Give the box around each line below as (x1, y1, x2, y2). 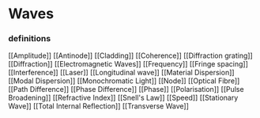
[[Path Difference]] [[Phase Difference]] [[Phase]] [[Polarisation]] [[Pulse (8, 85, 244, 94)
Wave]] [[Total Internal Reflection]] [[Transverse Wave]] (8, 101, 190, 111)
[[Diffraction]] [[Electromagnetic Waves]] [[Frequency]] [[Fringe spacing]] (8, 59, 249, 69)
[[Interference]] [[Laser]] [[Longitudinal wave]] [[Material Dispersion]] (8, 68, 235, 78)
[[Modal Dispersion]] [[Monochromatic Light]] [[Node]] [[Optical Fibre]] (8, 76, 240, 86)
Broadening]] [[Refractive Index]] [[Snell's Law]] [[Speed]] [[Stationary (8, 93, 239, 103)
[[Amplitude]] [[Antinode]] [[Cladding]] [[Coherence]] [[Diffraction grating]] (8, 51, 253, 60)
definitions (8, 33, 51, 44)
